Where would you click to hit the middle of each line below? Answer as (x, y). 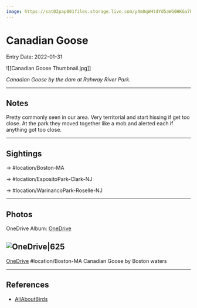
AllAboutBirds (31, 299)
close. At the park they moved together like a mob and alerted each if (90, 124)
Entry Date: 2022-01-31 (34, 57)
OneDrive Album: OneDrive (39, 228)
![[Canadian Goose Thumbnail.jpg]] (49, 68)
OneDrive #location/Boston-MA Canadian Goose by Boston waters (86, 261)
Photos (19, 214)
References (28, 285)
